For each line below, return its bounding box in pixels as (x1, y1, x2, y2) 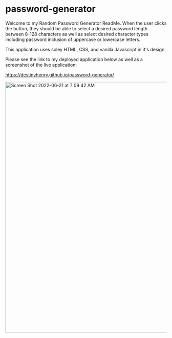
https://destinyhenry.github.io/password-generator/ (5, 71, 114, 77)
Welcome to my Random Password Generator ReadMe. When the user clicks (5, 20, 167, 26)
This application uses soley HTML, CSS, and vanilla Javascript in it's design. (5, 46, 166, 52)
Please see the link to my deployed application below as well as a (5, 56, 143, 62)
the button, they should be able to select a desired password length (5, 25, 148, 31)
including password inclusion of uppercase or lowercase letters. (5, 36, 141, 43)
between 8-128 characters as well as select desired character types (5, 31, 148, 37)
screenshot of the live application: (5, 62, 77, 68)
